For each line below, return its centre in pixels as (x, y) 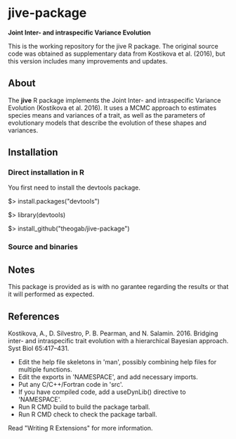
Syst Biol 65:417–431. (39, 348)
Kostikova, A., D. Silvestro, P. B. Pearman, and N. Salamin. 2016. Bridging (113, 333)
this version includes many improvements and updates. (88, 61)
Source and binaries (43, 247)
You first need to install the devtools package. (74, 187)
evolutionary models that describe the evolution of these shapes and (107, 123)
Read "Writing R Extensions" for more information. (80, 428)
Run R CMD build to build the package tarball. (84, 407)
